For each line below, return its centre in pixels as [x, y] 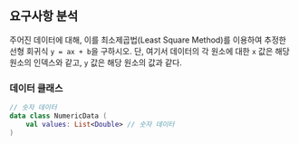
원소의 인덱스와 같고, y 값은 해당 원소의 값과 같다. [96, 62]
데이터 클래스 [36, 88]
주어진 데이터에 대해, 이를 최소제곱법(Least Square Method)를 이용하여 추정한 [148, 40]
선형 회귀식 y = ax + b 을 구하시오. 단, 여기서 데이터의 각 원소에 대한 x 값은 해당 [149, 51]
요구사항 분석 [44, 16]
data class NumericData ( [58, 116]
